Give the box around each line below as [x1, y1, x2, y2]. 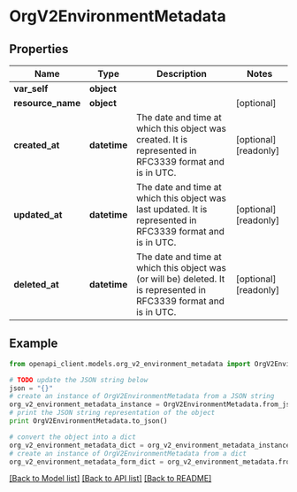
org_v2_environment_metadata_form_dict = [9, 457, 164, 466]
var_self [13, 82, 49, 95]
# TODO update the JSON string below [9, 375, 148, 384]
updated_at [13, 209, 63, 220]
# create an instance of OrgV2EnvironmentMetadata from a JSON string [9, 392, 275, 401]
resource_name [13, 97, 81, 109]
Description [156, 68, 208, 80]
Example [9, 336, 58, 351]
